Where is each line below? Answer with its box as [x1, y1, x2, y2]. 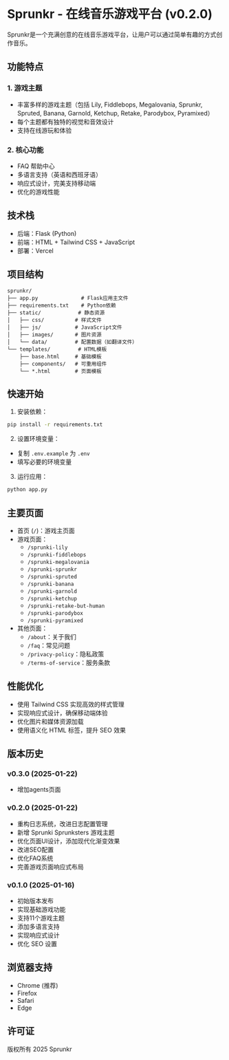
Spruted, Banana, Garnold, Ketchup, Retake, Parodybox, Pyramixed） [17, 109, 214, 117]
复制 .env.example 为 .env [17, 449, 91, 457]
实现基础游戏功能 [17, 905, 66, 913]
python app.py [7, 486, 48, 493]
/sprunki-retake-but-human [27, 603, 105, 609]
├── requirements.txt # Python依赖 [7, 302, 116, 309]
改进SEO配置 [17, 845, 54, 854]
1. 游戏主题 [7, 83, 43, 93]
